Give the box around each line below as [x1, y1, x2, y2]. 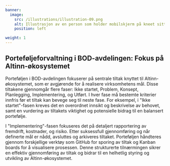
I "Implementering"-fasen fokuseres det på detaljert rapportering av [5, 122, 147, 129]
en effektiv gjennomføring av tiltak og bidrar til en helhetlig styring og [5, 150, 150, 156]
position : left [14, 26, 47, 31]
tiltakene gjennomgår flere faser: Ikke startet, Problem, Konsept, [5, 86, 139, 92]
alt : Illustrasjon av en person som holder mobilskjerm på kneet [14, 21, 155, 27]
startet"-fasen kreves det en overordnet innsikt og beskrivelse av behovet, [5, 102, 160, 108]
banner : [5, 7, 22, 13]
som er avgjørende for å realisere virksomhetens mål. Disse [34, 80, 158, 87]
